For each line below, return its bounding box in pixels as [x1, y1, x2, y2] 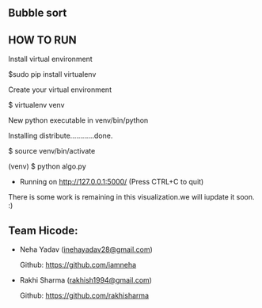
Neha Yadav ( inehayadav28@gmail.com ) [19, 245, 153, 254]
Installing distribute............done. [8, 131, 113, 141]
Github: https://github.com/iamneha [19, 260, 137, 270]
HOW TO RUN [8, 33, 77, 47]
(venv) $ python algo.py [8, 162, 87, 171]
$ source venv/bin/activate [8, 146, 96, 156]
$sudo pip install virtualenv [8, 70, 97, 79]
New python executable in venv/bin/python [8, 116, 149, 125]
